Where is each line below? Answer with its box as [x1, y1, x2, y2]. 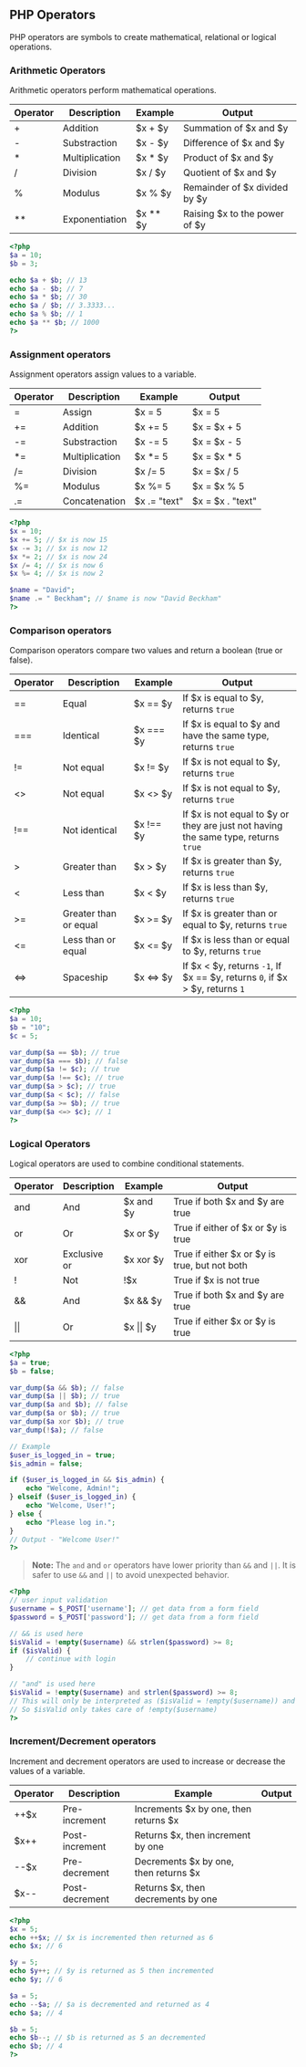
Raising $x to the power [183, 207, 284, 220]
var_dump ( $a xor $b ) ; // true [9, 1417, 125, 1426]
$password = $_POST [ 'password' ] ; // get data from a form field [9, 1613, 259, 1622]
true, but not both [172, 1258, 248, 1271]
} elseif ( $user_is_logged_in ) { [9, 1492, 137, 1502]
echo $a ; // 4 [9, 2008, 64, 2018]
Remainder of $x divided [183, 182, 289, 194]
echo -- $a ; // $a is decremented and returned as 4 [9, 1999, 209, 2009]
